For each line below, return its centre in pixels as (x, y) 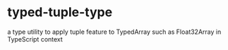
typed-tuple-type (60, 12)
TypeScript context (35, 39)
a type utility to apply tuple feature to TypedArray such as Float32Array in (114, 32)
